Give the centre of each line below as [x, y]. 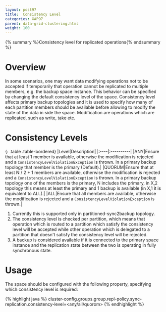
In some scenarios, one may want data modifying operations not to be [77, 81]
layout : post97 [21, 10]
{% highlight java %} [26, 299]
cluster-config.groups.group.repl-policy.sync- [95, 299]
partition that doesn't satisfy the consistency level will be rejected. [80, 235]
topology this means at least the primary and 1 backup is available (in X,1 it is [83, 188]
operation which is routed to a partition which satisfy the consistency [83, 224]
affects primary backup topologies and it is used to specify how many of [79, 102]
